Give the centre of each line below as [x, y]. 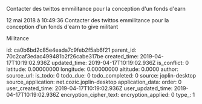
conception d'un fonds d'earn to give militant [62, 27]
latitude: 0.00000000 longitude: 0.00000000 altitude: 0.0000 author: [92, 69]
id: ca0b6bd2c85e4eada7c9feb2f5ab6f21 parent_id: [71, 50]
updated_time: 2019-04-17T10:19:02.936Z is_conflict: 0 [120, 63]
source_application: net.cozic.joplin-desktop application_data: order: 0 [94, 82]
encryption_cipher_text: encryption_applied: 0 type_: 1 [128, 95]
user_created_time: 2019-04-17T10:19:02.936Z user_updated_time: [90, 88]
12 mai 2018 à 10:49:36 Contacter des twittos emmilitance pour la [88, 20]
